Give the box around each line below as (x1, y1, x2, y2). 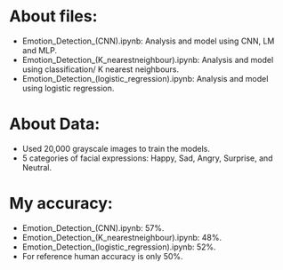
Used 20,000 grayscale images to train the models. (21, 143, 211, 154)
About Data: (9, 114, 101, 134)
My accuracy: (9, 194, 113, 214)
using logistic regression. (21, 83, 115, 93)
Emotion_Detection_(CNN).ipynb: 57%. (21, 222, 165, 233)
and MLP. (21, 44, 58, 55)
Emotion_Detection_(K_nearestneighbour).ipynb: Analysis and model (21, 54, 274, 65)
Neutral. (21, 162, 52, 172)
